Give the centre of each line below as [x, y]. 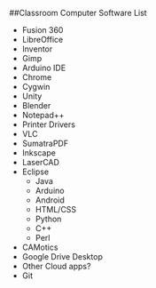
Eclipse [35, 172]
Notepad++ [43, 115]
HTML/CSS [56, 209]
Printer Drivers [48, 124]
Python [48, 219]
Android [50, 200]
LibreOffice [43, 40]
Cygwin [36, 87]
